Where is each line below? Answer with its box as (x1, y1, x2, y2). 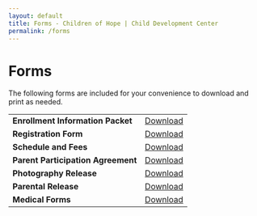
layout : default (8, 11, 63, 20)
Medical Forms (12, 194, 71, 205)
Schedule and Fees (12, 142, 88, 153)
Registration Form (12, 129, 83, 140)
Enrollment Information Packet (12, 115, 133, 126)
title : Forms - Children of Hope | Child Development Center (8, 19, 219, 28)
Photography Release (12, 167, 97, 179)
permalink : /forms (8, 27, 70, 35)
